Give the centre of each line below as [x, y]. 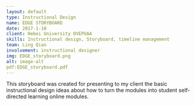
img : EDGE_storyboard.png [38, 56]
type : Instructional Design [41, 17]
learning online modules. [58, 96]
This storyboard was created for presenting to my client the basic [87, 84]
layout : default [26, 12]
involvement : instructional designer [53, 51]
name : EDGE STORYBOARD [34, 23]
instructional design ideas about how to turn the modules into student [92, 91]
